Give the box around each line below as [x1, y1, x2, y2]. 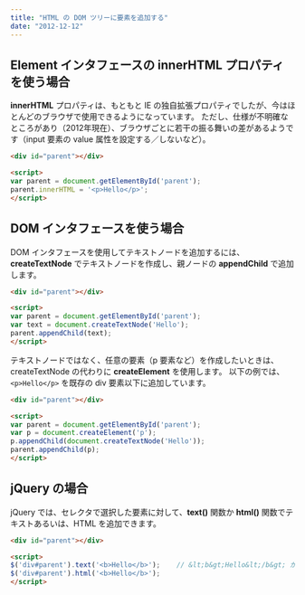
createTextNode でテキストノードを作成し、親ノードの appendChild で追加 [10, 258, 295, 269]
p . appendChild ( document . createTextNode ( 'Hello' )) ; [10, 437, 205, 446]
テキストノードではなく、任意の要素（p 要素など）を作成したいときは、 [10, 354, 280, 365]
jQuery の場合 [10, 481, 89, 496]
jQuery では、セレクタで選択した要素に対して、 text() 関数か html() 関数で [10, 506, 286, 517]
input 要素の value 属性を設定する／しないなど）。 [25, 134, 211, 145]
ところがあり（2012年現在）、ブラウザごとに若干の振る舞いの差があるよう [10, 123, 286, 134]
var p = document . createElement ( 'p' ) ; [10, 429, 157, 438]
